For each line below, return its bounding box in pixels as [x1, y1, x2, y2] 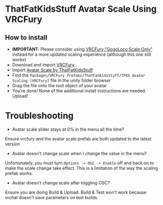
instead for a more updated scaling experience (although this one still [12, 51, 152, 57]
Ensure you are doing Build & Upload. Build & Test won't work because [5, 189, 147, 195]
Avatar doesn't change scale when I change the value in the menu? [12, 150, 147, 156]
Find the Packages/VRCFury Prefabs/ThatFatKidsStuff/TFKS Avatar [12, 72, 145, 78]
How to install [5, 33, 48, 42]
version [5, 141, 20, 147]
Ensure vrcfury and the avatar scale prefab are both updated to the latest [5, 136, 152, 141]
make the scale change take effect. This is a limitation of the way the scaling [5, 165, 158, 171]
